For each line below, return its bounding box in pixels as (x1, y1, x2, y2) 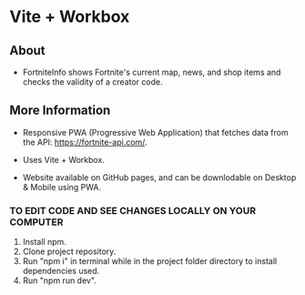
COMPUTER (9, 216, 64, 229)
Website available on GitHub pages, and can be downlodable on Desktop (22, 171, 297, 183)
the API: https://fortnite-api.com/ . (22, 137, 147, 147)
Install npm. (22, 237, 66, 248)
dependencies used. (22, 266, 100, 277)
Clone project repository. (22, 246, 117, 257)
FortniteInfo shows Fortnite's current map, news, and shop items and (22, 66, 281, 77)
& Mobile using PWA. (22, 181, 102, 192)
